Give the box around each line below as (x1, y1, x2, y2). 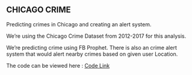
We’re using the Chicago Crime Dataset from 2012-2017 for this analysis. (6, 32, 187, 40)
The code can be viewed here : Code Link (6, 62, 110, 69)
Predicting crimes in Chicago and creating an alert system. (6, 20, 152, 28)
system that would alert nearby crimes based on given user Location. (6, 50, 178, 58)
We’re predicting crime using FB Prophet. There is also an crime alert (6, 44, 178, 51)
